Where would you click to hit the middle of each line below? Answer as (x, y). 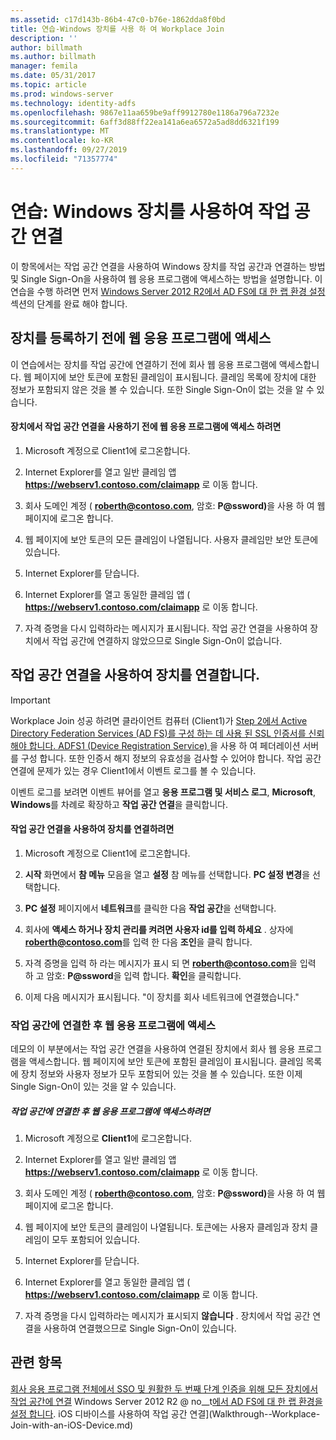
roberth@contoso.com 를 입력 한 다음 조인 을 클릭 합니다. (138, 942)
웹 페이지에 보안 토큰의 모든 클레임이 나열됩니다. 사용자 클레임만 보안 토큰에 (171, 539)
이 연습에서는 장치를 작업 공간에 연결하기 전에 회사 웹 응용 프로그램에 (143, 364)
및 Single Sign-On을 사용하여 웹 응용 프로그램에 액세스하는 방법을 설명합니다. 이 (166, 278)
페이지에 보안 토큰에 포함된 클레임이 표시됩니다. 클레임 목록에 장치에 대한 (175, 377)
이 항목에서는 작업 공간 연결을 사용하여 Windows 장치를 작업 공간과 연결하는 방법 (168, 266)
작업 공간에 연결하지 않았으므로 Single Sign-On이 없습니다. (167, 640)
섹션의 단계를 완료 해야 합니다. (69, 303)
